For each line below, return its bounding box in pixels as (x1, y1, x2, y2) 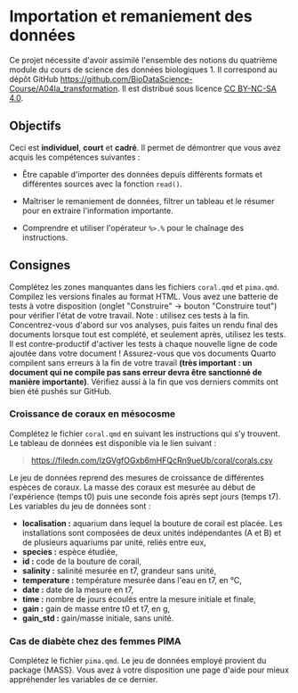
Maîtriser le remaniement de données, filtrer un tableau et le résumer (21, 195, 275, 206)
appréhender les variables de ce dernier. (9, 674, 158, 685)
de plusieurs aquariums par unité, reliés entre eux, (21, 537, 206, 548)
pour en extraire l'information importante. (21, 205, 173, 216)
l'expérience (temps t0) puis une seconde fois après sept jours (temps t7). (9, 491, 282, 501)
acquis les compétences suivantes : (9, 152, 141, 162)
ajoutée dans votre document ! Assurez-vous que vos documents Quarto (9, 348, 277, 359)
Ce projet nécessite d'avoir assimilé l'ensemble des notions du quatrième (9, 54, 278, 65)
